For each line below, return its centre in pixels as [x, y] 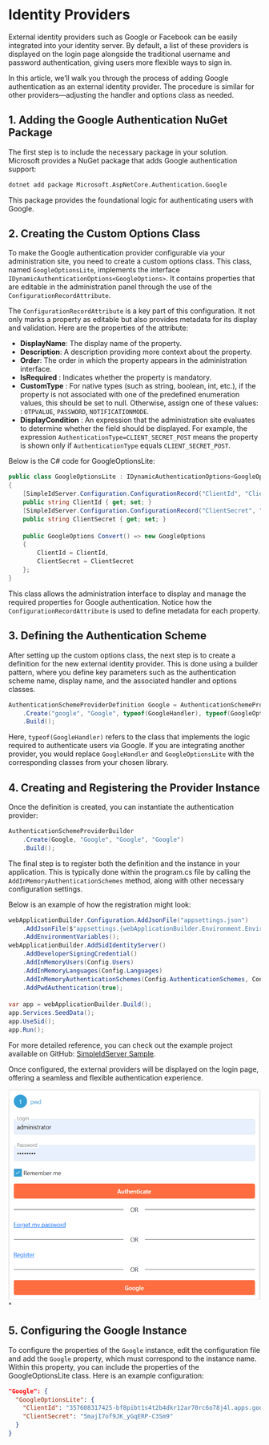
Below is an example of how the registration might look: [100, 904]
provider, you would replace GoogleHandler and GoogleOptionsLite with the [131, 754]
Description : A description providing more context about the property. [136, 352]
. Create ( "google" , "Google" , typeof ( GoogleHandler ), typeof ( [127, 713]
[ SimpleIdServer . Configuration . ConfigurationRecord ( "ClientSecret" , [139, 510]
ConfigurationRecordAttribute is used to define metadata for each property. [134, 610]
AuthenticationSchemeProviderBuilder [71, 831]
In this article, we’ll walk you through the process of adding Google [118, 78]
